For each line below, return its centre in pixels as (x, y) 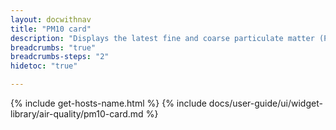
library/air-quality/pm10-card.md (77, 114)
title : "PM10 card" (51, 29)
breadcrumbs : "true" (53, 47)
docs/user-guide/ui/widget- (265, 103)
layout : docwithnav (51, 19)
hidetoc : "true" (44, 66)
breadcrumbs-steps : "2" (60, 57)
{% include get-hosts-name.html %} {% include (108, 103)
